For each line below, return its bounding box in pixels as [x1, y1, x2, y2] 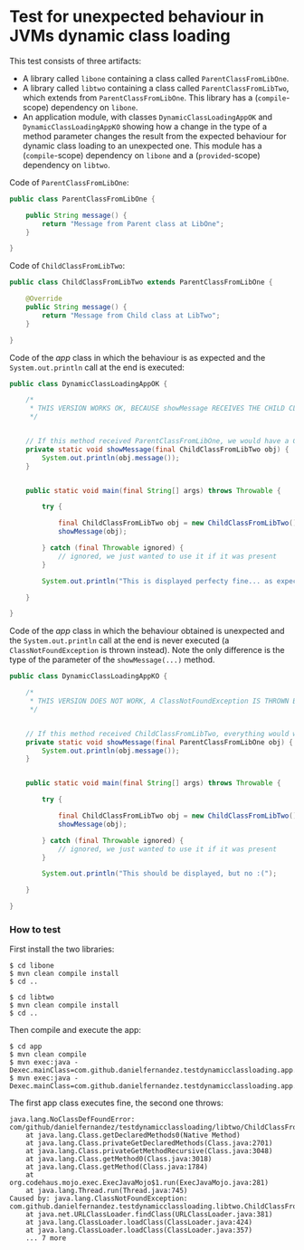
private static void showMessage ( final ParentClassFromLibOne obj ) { [25, 737, 294, 747]
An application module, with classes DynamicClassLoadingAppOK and [22, 111, 273, 122]
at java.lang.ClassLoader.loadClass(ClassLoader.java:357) [25, 1226, 253, 1236]
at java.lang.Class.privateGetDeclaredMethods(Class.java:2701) [25, 1139, 273, 1148]
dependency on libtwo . [22, 159, 110, 170]
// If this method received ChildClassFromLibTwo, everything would [25, 729, 290, 738]
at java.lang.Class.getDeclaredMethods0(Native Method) [25, 1131, 242, 1141]
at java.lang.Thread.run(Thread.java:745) [25, 1187, 188, 1196]
